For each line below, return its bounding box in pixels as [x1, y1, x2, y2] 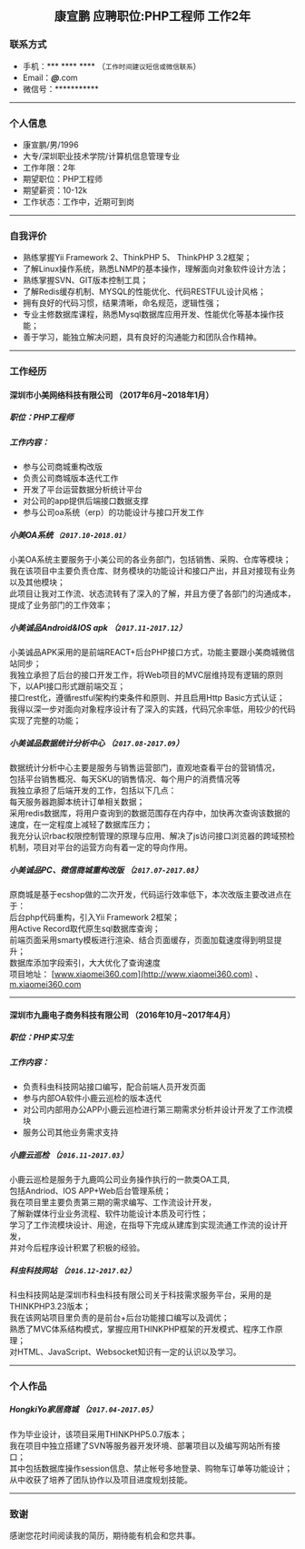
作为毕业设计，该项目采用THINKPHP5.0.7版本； [9, 1428, 188, 1440]
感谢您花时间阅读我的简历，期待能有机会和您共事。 [9, 1530, 201, 1541]
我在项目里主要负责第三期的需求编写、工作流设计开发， [9, 1196, 216, 1208]
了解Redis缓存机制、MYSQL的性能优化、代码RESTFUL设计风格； [22, 286, 266, 298]
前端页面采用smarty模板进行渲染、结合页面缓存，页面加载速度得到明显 [9, 935, 274, 946]
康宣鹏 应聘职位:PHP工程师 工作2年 [54, 8, 251, 25]
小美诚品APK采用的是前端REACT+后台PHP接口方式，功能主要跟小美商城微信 [9, 647, 295, 658]
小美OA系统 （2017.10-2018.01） [9, 529, 130, 540]
